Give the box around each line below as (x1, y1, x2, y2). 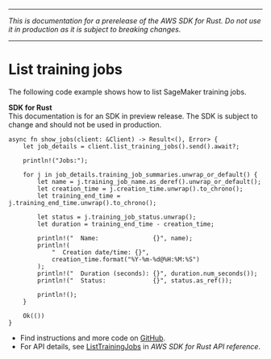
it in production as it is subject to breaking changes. (8, 25, 181, 34)
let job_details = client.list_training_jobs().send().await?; (23, 142, 240, 150)
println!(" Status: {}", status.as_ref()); (37, 276, 232, 285)
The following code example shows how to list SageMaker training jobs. (8, 86, 247, 97)
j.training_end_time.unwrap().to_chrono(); (8, 198, 157, 207)
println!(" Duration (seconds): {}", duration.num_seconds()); (37, 269, 258, 278)
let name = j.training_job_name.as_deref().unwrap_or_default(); (37, 177, 262, 186)
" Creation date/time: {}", (51, 248, 150, 257)
